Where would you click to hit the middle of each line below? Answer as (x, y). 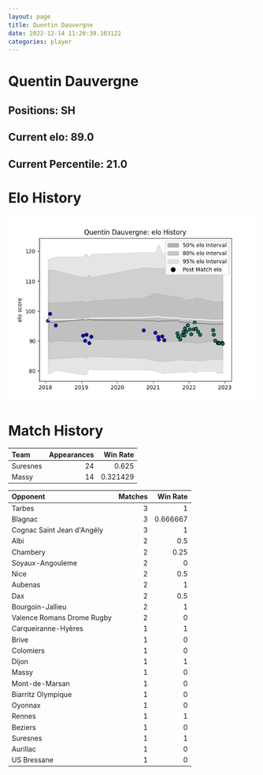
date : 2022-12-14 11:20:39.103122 (65, 33)
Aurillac (24, 749)
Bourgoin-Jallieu (39, 606)
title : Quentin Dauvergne (50, 25)
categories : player (40, 42)
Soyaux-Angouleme (44, 562)
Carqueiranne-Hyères (48, 629)
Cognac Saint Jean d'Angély (57, 530)
